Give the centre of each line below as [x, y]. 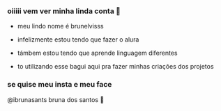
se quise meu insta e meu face [60, 85]
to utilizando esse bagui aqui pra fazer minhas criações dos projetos [115, 67]
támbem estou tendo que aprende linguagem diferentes [97, 53]
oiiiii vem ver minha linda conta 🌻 [64, 11]
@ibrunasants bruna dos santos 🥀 [56, 99]
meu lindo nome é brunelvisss [60, 26]
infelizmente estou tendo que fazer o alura [78, 40]
